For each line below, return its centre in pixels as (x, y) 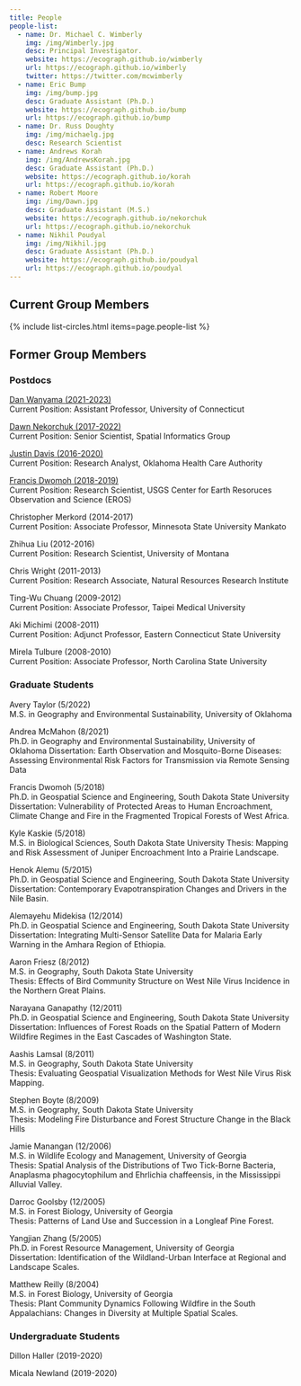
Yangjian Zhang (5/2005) (55, 1238)
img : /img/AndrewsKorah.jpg (78, 160)
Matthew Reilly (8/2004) (54, 1284)
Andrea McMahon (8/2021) (59, 731)
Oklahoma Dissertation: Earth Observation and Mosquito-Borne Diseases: (146, 751)
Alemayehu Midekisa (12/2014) (66, 915)
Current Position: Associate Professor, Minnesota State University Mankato (148, 527)
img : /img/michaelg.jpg (70, 135)
